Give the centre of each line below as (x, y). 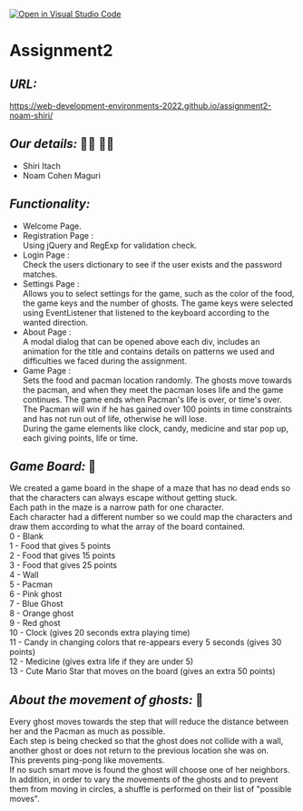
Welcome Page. (52, 226)
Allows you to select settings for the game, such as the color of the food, (158, 293)
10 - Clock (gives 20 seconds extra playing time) (100, 633)
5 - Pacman (31, 584)
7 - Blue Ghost (36, 604)
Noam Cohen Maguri (62, 175)
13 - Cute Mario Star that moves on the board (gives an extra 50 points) (142, 671)
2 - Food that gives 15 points (63, 556)
